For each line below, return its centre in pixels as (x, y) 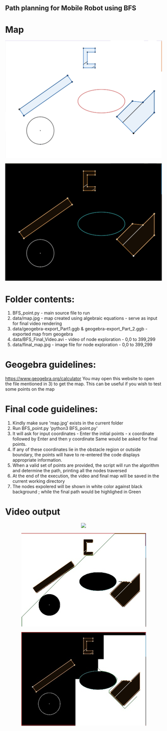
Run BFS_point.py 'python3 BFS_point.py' (55, 428)
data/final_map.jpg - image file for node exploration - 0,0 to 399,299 (82, 345)
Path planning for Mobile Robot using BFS (71, 8)
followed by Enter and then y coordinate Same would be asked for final (85, 439)
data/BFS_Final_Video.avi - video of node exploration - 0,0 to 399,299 (84, 339)
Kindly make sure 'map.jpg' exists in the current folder (68, 423)
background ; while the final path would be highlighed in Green (77, 492)
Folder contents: (40, 299)
